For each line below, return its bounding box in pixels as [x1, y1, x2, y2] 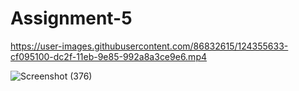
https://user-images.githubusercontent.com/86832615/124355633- [10, 40, 289, 52]
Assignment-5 [10, 7, 133, 30]
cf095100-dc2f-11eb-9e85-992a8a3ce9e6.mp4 [10, 50, 208, 62]
